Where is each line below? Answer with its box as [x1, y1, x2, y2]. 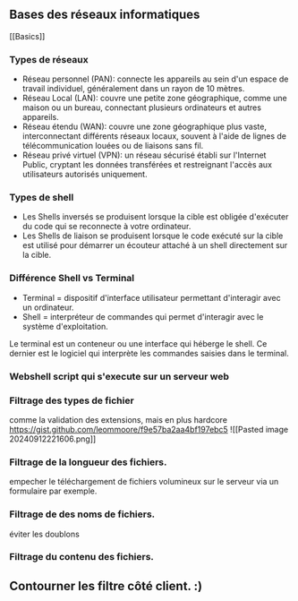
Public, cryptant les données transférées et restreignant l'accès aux [21, 159, 273, 170]
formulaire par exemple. [9, 485, 98, 496]
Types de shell [9, 192, 74, 204]
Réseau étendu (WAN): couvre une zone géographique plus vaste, [21, 121, 267, 133]
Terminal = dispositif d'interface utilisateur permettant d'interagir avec [21, 292, 282, 303]
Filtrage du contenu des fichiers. [9, 551, 155, 563]
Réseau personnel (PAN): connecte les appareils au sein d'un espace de [21, 73, 289, 84]
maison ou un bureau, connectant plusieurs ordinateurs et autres [21, 102, 262, 113]
